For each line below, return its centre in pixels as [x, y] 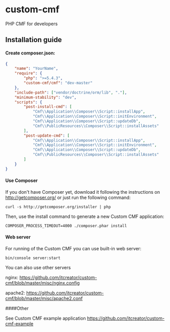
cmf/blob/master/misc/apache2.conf [44, 299]
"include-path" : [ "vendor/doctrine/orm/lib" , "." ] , [71, 93]
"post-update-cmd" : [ [47, 135]
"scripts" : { [28, 102]
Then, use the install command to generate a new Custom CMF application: [85, 216]
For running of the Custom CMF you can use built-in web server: [73, 249]
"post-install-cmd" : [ [48, 107]
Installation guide [34, 40]
